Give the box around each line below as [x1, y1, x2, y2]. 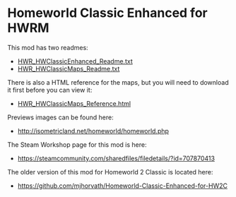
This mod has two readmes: [7, 43, 88, 52]
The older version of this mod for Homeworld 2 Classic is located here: [7, 167, 213, 176]
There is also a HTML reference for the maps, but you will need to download [7, 78, 229, 86]
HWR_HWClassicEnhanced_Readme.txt [17, 56, 133, 65]
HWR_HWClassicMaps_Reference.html [17, 99, 131, 107]
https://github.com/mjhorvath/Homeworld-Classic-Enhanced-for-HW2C [17, 181, 228, 190]
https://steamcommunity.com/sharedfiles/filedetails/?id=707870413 [17, 154, 216, 162]
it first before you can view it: [7, 85, 93, 94]
